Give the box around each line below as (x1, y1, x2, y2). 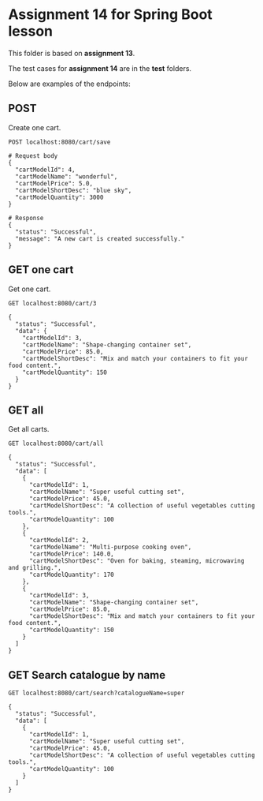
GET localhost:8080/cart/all (8, 440, 104, 447)
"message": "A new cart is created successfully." (15, 234, 185, 242)
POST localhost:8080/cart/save (8, 138, 111, 146)
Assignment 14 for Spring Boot (8, 6, 213, 24)
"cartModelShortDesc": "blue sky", (15, 186, 132, 194)
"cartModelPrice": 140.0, (28, 550, 114, 558)
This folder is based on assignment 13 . (8, 48, 135, 58)
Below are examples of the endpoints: (8, 79, 131, 88)
